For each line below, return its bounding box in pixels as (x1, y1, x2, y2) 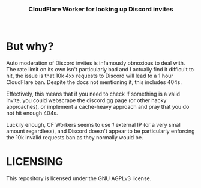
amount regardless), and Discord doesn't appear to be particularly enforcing (6, 127, 195, 135)
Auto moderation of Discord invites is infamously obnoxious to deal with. (6, 59, 185, 67)
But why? (6, 40, 54, 53)
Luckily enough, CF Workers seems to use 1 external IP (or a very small (6, 121, 182, 129)
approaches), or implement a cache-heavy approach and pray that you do (6, 103, 190, 111)
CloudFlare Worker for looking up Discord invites (28, 5, 173, 13)
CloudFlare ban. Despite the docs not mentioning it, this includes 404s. (6, 79, 182, 86)
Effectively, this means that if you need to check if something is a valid (6, 90, 181, 98)
